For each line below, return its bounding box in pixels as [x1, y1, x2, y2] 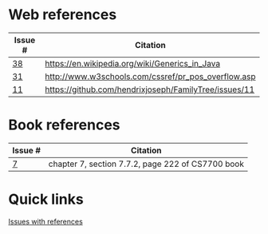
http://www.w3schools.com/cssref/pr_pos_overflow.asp [45, 70, 256, 81]
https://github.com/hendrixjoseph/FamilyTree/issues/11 [45, 84, 255, 95]
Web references [8, 6, 117, 24]
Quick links [8, 190, 84, 208]
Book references [8, 116, 121, 134]
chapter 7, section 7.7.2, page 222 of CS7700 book [48, 158, 245, 169]
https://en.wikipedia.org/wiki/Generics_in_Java [45, 58, 221, 69]
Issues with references [8, 216, 84, 226]
